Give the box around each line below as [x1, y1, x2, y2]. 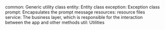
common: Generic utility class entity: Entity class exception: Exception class [5, 4, 160, 10]
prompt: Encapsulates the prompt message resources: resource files [5, 9, 145, 15]
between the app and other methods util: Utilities [5, 19, 105, 25]
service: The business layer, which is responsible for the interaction [5, 15, 143, 20]
